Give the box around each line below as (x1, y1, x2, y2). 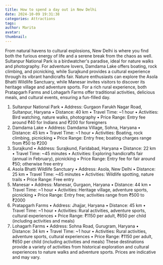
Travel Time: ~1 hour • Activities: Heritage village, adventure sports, (12, 186, 148, 193)
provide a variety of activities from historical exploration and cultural (12, 244, 149, 249)
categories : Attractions (5, 16, 55, 21)
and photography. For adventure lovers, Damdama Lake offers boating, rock (5, 63, 157, 69)
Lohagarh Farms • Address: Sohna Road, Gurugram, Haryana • (12, 223, 139, 229)
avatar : (5, 30, 21, 35)
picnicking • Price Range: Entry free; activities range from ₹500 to (12, 192, 145, 198)
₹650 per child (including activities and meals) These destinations (12, 239, 145, 245)
